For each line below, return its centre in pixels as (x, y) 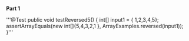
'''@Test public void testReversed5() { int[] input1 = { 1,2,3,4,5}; (82, 20)
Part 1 (13, 8)
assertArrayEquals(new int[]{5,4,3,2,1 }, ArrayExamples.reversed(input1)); (95, 26)
